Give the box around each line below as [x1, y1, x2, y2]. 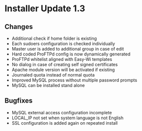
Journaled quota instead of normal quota [11, 72, 95, 78]
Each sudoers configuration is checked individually [11, 41, 115, 47]
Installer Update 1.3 [4, 3, 85, 14]
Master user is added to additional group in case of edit [11, 46, 124, 52]
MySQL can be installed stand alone [11, 82, 85, 88]
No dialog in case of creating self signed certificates [11, 62, 118, 67]
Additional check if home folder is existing [11, 35, 97, 41]
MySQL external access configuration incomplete [11, 109, 112, 115]
